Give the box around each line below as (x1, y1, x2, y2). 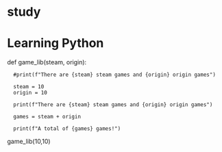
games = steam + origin (13, 114, 81, 121)
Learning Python (7, 36, 104, 51)
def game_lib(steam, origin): (7, 58, 87, 66)
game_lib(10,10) (7, 138, 51, 146)
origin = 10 (13, 90, 48, 97)
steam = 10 (13, 84, 45, 90)
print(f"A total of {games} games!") (13, 125, 121, 132)
